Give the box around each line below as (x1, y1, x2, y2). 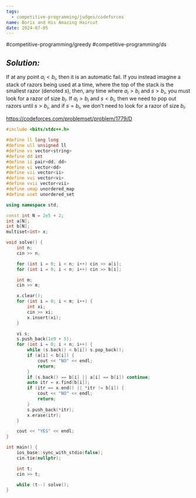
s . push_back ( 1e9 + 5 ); (16, 336, 72, 342)
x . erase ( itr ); (27, 412, 61, 418)
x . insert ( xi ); (27, 314, 61, 321)
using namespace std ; (6, 202, 59, 208)
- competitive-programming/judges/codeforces (11, 14, 125, 20)
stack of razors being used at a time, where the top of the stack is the (6, 81, 174, 88)
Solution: (6, 58, 40, 68)
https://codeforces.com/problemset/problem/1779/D (6, 115, 133, 122)
